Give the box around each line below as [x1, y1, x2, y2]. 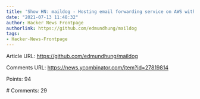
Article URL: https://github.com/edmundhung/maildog [6, 53, 138, 59]
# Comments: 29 [6, 87, 48, 94]
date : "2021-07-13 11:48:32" [6, 14, 79, 20]
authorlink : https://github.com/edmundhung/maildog [6, 25, 137, 31]
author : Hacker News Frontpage [6, 20, 84, 25]
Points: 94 [6, 75, 32, 82]
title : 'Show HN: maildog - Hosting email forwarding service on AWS [6, 8, 183, 15]
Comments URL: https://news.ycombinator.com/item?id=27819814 [6, 64, 168, 71]
